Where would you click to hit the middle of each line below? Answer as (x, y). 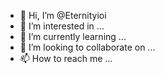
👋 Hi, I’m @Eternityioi (63, 15)
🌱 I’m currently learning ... (73, 36)
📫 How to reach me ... (66, 58)
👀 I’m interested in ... (62, 26)
